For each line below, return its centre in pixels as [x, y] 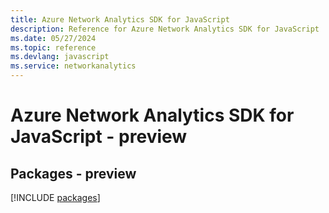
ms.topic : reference [53, 47]
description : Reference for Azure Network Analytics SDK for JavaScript [165, 29]
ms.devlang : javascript [60, 57]
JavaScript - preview [99, 137]
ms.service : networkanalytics [73, 66]
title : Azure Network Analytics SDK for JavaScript [120, 19]
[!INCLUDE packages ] [55, 197]
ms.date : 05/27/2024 [53, 38]
